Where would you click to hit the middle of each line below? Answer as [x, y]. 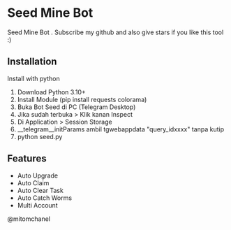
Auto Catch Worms [44, 198]
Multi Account [37, 205]
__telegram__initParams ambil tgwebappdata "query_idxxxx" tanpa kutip [121, 129]
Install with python [34, 78]
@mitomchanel [29, 219]
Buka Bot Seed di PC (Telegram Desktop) [76, 107]
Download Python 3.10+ [51, 92]
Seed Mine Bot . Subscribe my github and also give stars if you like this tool [115, 32]
